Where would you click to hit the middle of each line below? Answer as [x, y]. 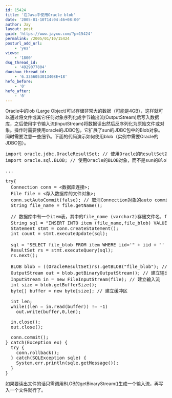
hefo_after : [18, 91]
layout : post [19, 29]
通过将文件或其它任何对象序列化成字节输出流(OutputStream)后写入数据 [84, 117]
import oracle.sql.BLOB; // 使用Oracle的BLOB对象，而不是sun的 [82, 160]
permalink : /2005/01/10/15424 [38, 39]
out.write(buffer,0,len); [49, 312]
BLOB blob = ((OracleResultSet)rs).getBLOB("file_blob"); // [89, 267]
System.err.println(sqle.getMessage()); [68, 363]
